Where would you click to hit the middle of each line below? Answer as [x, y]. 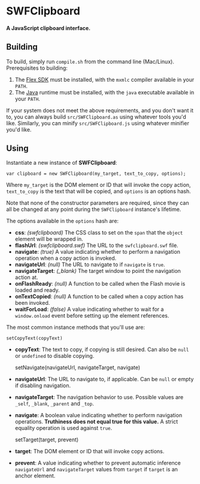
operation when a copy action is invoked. [66, 258]
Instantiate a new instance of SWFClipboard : [62, 163]
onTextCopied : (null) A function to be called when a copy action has [99, 296]
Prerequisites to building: [37, 68]
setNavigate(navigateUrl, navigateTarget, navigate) [78, 367]
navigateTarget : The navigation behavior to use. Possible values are [99, 397]
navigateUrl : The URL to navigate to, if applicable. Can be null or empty [104, 379]
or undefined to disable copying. [54, 356]
